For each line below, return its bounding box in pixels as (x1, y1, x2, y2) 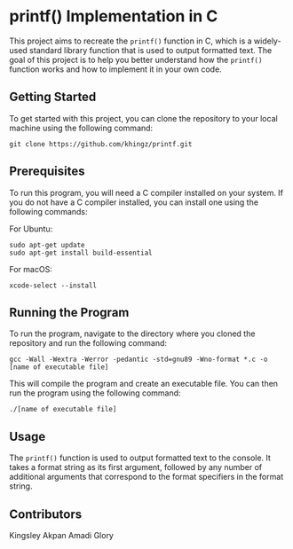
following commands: (9, 206, 88, 216)
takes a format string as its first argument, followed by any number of (9, 462, 263, 473)
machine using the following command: (9, 122, 154, 133)
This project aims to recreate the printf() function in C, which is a (9, 35, 252, 46)
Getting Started (9, 90, 97, 105)
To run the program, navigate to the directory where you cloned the (9, 328, 256, 339)
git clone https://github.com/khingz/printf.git (9, 139, 193, 148)
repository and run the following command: (9, 338, 167, 349)
